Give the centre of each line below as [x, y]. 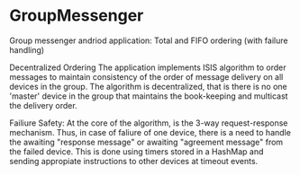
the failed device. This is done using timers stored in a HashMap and [136, 151]
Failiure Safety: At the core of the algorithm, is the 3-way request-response [149, 123]
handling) [27, 49]
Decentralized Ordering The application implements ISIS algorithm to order [148, 67]
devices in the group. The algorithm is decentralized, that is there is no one [148, 86]
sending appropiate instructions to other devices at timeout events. [134, 161]
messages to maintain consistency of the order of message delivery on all [146, 76]
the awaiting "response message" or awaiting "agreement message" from [146, 142]
